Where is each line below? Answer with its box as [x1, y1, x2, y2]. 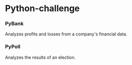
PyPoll [5, 43, 20, 50]
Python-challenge [5, 3, 80, 14]
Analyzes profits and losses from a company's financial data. [5, 31, 128, 37]
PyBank [5, 20, 24, 27]
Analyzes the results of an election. [5, 54, 76, 60]
